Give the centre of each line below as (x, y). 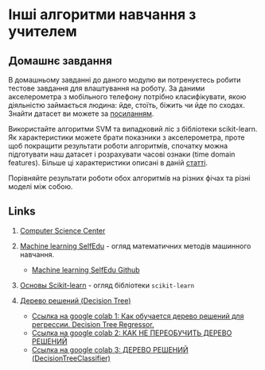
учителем (43, 31)
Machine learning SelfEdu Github (86, 270)
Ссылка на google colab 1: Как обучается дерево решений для (138, 316)
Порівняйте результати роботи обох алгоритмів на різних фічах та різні (129, 178)
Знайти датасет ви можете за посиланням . (81, 114)
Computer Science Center (62, 230)
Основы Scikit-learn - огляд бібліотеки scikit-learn (107, 285)
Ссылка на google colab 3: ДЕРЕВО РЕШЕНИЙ (110, 349)
